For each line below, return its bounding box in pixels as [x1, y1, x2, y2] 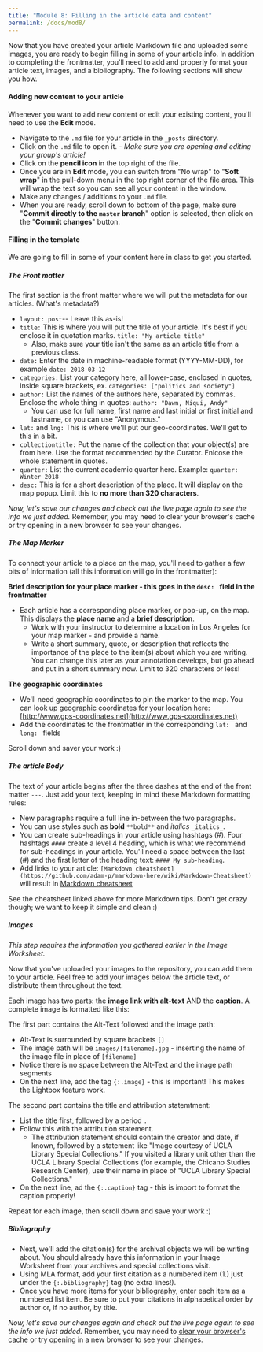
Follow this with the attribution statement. [19, 1124, 154, 1133]
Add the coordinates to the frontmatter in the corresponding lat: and [19, 719, 247, 729]
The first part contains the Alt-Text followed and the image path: [8, 1020, 216, 1029]
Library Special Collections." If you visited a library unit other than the [31, 1149, 256, 1158]
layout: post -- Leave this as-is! [19, 314, 124, 323]
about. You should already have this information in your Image [19, 1252, 221, 1261]
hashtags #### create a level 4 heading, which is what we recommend [19, 838, 246, 848]
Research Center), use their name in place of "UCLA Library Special [31, 1165, 251, 1175]
